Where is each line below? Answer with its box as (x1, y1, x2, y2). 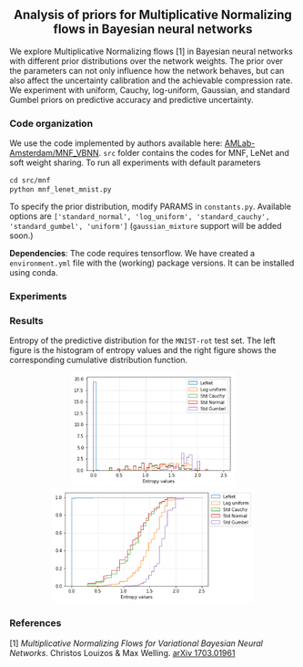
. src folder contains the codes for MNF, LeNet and (98, 148, 289, 159)
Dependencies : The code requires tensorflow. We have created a (9, 248, 256, 259)
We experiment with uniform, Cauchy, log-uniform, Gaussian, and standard (9, 84, 290, 95)
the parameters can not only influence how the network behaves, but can (9, 65, 285, 76)
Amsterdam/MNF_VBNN (9, 148, 99, 159)
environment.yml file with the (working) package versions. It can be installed (9, 257, 295, 268)
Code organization (9, 117, 94, 130)
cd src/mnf (9, 176, 51, 185)
